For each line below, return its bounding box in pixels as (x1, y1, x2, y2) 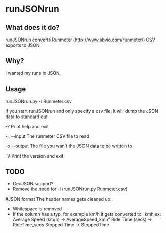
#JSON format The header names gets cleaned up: (5, 196, 112, 202)
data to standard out (5, 113, 48, 120)
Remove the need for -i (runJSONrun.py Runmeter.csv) (12, 186, 128, 192)
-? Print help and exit (5, 123, 49, 129)
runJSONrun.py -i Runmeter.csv (5, 98, 72, 104)
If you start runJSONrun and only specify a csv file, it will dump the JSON (5, 108, 158, 114)
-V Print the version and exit (5, 152, 64, 159)
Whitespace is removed (12, 206, 62, 212)
